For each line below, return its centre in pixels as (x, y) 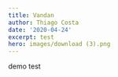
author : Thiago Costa (44, 23)
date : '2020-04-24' (40, 30)
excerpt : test (31, 37)
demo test (24, 66)
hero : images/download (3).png (59, 44)
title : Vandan (31, 15)
